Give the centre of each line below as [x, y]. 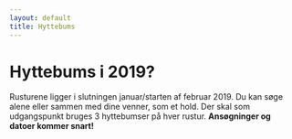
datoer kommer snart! [52, 126]
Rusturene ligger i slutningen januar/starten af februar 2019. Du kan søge [146, 97]
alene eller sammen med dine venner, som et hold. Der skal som [130, 107]
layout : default [40, 18]
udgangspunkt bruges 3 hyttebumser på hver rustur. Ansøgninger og [140, 116]
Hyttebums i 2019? [82, 72]
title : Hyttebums [42, 27]
